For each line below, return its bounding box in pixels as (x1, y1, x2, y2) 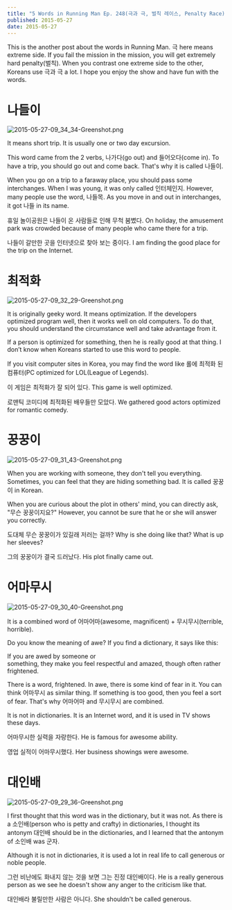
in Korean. (14, 486, 44, 494)
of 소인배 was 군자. (7, 837, 60, 845)
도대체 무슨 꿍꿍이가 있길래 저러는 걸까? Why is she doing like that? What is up (7, 530, 224, 539)
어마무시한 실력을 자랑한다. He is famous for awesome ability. (7, 733, 178, 741)
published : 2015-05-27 (7, 17, 73, 24)
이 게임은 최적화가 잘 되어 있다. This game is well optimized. (7, 383, 173, 391)
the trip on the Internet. (7, 246, 73, 254)
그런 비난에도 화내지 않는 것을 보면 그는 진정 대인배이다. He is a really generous (7, 873, 224, 881)
